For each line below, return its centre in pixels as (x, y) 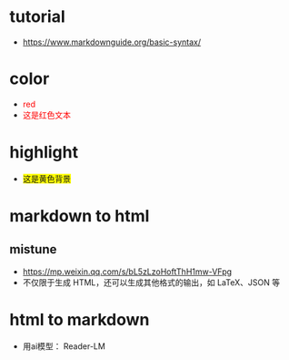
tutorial (37, 17)
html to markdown (80, 320)
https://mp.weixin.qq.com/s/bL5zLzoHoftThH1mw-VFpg (127, 272)
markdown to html (80, 216)
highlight (44, 153)
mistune (33, 249)
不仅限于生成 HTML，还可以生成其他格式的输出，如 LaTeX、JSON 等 (151, 282)
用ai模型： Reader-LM (64, 346)
